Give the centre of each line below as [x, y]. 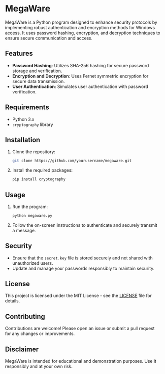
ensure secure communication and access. [49, 38]
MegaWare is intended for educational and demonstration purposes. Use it [81, 361]
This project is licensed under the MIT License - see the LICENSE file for [78, 296]
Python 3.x [23, 119]
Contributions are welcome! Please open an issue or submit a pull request [80, 329]
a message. [24, 230]
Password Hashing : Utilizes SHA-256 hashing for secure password [81, 65]
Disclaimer [22, 349]
